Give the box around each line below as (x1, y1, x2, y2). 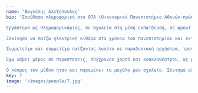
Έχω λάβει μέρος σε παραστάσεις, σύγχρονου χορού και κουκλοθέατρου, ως (6, 57, 189, 62)
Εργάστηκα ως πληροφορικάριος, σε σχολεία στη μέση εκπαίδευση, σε (6, 25, 176, 31)
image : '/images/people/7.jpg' (6, 78, 83, 84)
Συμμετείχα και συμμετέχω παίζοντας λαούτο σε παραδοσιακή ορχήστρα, (6, 46, 181, 52)
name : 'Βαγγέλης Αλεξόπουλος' (6, 8, 81, 15)
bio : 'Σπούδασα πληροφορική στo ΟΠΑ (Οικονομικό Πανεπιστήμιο (6, 14, 162, 20)
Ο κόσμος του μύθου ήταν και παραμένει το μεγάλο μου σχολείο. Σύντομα (6, 67, 186, 74)
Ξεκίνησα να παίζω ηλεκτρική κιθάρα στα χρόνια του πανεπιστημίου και (6, 35, 183, 41)
